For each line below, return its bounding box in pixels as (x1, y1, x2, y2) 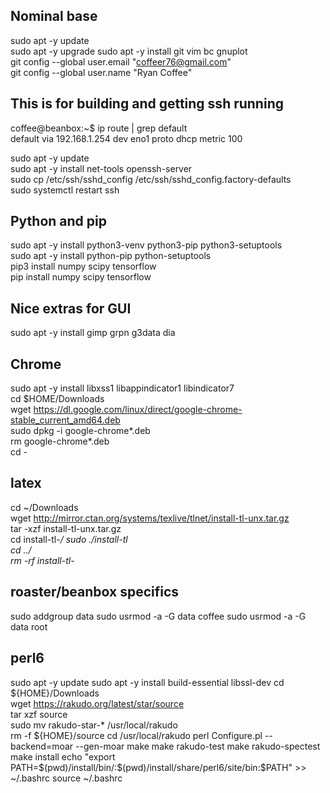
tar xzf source (10, 708, 68, 720)
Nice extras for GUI (10, 300, 132, 317)
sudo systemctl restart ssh (10, 184, 120, 196)
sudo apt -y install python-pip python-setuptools (10, 250, 212, 262)
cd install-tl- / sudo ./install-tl (10, 533, 128, 545)
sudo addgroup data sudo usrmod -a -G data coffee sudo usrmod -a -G (10, 610, 307, 622)
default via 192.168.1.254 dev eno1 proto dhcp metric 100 (10, 132, 243, 144)
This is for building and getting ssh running (10, 95, 284, 113)
